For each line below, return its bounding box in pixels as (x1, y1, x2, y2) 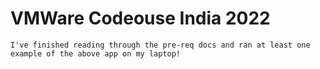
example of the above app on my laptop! (10, 48, 182, 59)
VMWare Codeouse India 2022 (10, 7, 271, 30)
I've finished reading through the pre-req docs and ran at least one (10, 40, 311, 50)
